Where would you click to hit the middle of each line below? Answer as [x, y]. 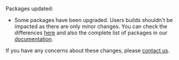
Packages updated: [29, 9]
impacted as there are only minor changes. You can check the [91, 26]
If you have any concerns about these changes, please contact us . [88, 50]
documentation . [34, 39]
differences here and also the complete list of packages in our [91, 33]
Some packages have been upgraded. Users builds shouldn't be [93, 20]
